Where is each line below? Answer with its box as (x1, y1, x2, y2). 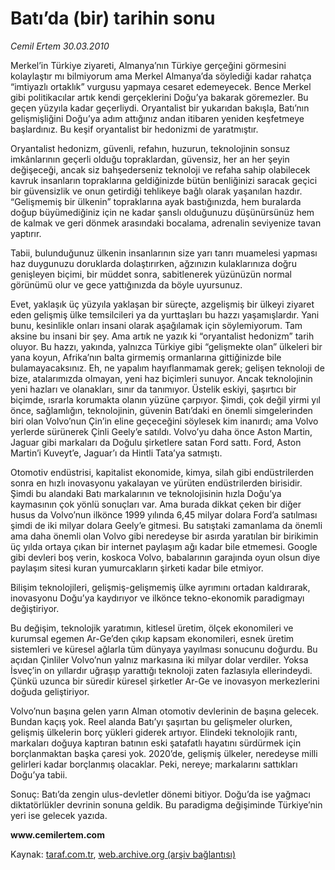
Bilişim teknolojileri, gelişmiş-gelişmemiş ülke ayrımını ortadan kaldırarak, (10, 581, 311, 593)
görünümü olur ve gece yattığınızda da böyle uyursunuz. (10, 278, 243, 291)
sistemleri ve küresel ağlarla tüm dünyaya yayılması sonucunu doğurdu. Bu (10, 643, 318, 655)
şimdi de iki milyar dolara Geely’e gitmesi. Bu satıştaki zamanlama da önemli (10, 519, 323, 531)
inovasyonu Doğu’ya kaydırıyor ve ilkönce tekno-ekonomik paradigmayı (10, 592, 305, 604)
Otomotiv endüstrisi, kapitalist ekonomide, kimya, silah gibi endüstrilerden (10, 466, 314, 478)
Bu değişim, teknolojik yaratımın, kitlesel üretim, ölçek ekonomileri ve (10, 622, 294, 634)
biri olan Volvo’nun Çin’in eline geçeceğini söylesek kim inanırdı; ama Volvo (10, 415, 319, 427)
